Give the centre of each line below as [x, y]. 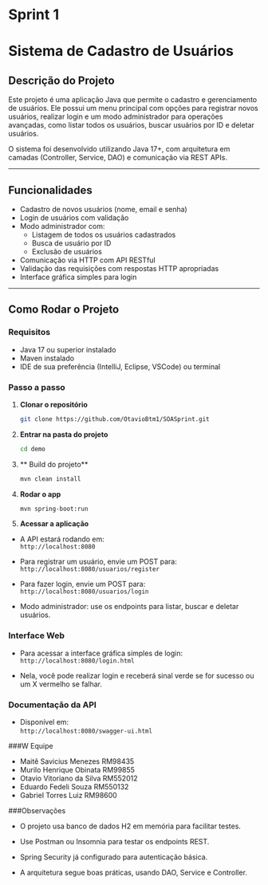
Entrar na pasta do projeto [64, 434]
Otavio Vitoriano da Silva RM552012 [79, 778]
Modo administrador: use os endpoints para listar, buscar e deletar [129, 607]
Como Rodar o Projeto [64, 310]
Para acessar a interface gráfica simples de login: [101, 653]
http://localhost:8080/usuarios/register [89, 569]
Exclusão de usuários [67, 252]
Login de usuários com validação [74, 218]
